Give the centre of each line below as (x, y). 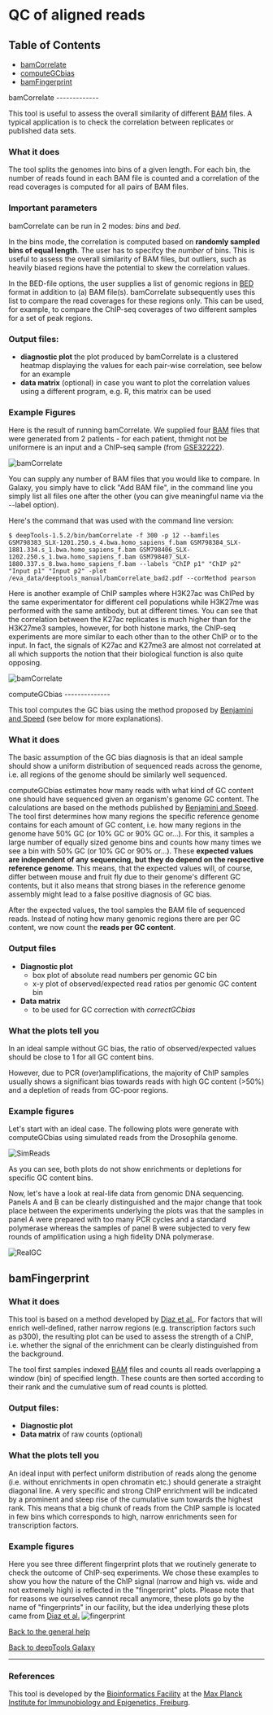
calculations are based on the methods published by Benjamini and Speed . (133, 808)
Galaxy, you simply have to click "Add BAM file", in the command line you (131, 488)
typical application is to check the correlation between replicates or (121, 122)
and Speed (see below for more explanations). (86, 719)
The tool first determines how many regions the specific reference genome (134, 817)
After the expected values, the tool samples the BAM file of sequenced (127, 910)
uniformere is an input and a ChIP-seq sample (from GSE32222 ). (117, 447)
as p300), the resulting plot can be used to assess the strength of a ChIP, (131, 1336)
